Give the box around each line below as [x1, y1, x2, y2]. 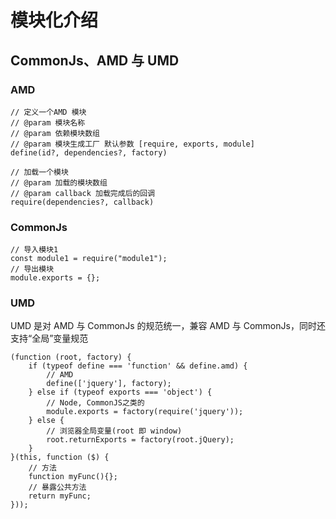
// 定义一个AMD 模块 [10, 107, 87, 117]
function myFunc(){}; [28, 472, 118, 482]
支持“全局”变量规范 [10, 332, 89, 345]
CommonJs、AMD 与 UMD [10, 52, 180, 69]
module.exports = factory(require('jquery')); [46, 407, 244, 417]
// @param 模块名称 [10, 117, 86, 128]
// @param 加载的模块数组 [10, 177, 108, 188]
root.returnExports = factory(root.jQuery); [46, 435, 235, 445]
